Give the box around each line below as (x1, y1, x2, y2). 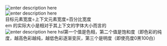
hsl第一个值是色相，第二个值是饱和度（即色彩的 (57, 29, 157, 35)
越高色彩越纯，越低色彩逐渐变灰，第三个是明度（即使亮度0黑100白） (14, 35, 158, 41)
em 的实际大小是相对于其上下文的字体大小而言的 (5, 23, 107, 28)
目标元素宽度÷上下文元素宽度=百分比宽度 (5, 16, 91, 22)
